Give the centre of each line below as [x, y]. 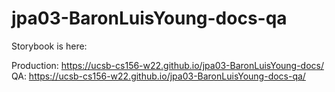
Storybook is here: [49, 46]
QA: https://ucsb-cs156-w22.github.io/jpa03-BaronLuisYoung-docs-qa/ [158, 76]
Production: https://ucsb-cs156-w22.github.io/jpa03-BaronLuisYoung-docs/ [168, 65]
